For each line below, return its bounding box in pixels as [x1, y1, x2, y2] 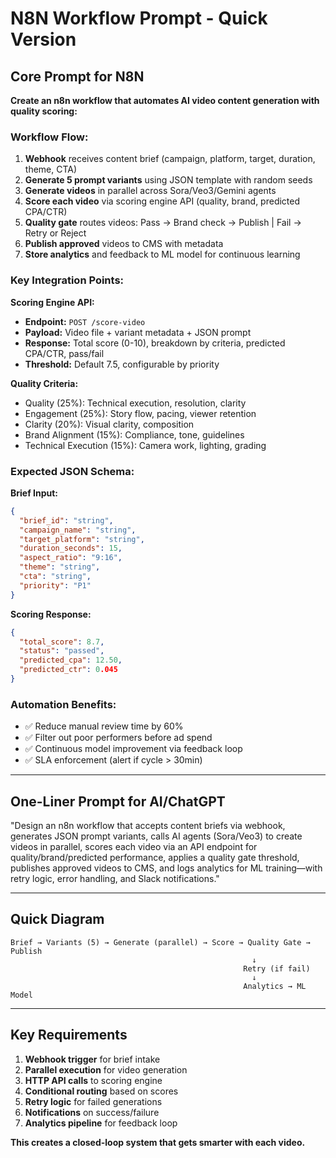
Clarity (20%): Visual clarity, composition [24, 418, 195, 430]
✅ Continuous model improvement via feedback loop [24, 743, 243, 755]
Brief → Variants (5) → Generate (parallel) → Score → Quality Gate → [10, 937, 311, 947]
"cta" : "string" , [19, 572, 92, 582]
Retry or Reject [24, 227, 87, 239]
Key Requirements [10, 1027, 128, 1044]
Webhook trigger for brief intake [24, 1053, 161, 1065]
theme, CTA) [24, 163, 78, 176]
